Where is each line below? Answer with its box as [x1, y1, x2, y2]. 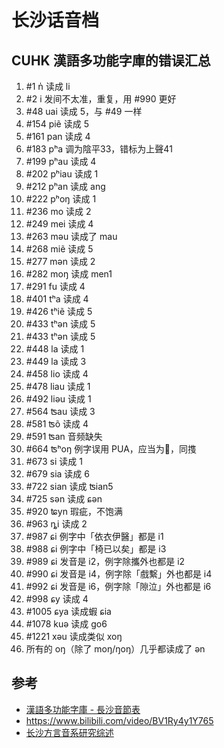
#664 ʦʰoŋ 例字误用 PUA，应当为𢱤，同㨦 [25, 443, 198, 455]
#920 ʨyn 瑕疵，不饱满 [25, 506, 123, 517]
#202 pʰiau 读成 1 [25, 168, 99, 180]
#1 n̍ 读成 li [25, 81, 71, 92]
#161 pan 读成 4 [25, 131, 91, 142]
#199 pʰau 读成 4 [25, 156, 97, 167]
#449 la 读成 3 [25, 356, 87, 367]
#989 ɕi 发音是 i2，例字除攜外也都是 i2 [25, 556, 186, 567]
